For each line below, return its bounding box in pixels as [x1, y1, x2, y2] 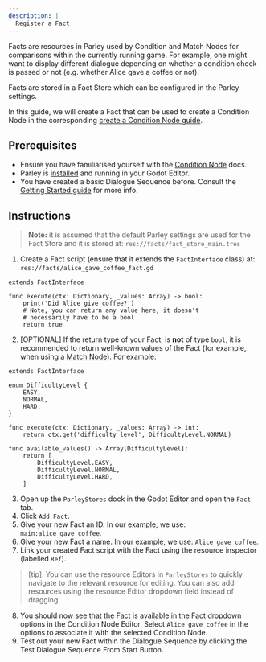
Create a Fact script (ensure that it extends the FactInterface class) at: [19, 254, 256, 264]
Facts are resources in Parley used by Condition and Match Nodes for [8, 41, 239, 51]
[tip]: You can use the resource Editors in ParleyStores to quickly [27, 569, 243, 579]
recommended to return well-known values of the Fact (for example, [19, 343, 247, 353]
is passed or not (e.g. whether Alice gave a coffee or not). [8, 67, 199, 76]
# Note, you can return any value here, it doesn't [23, 306, 199, 315]
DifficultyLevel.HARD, [37, 473, 113, 481]
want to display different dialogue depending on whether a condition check [8, 58, 257, 68]
